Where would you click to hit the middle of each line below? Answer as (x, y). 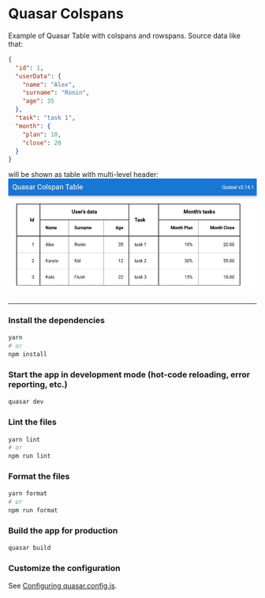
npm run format (33, 510)
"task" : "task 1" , (46, 118)
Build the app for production (63, 530)
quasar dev (26, 402)
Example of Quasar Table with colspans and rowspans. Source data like (124, 36)
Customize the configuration (64, 568)
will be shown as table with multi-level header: (84, 175)
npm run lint (30, 456)
